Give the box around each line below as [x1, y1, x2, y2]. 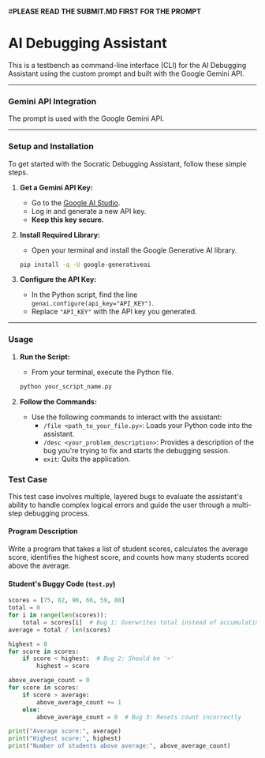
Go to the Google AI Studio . [31, 197, 121, 208]
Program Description [8, 527, 78, 536]
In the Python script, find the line [31, 290, 138, 299]
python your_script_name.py [19, 382, 112, 390]
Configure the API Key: [19, 275, 97, 284]
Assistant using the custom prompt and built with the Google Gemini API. [8, 69, 244, 78]
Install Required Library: [19, 230, 101, 239]
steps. [8, 167, 28, 177]
